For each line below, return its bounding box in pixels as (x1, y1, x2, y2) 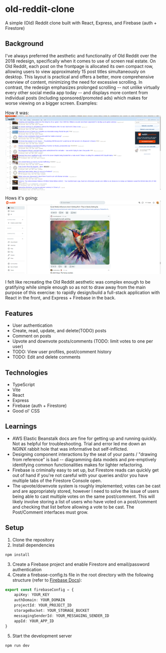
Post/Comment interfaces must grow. (12, 509, 88, 515)
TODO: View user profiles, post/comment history (12, 349, 112, 355)
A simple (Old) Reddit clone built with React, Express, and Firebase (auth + (5, 20, 157, 26)
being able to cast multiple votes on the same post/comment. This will (12, 493, 155, 499)
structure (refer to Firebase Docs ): (12, 577, 83, 583)
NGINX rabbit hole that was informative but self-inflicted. (12, 446, 128, 452)
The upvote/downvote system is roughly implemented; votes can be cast (12, 482, 161, 489)
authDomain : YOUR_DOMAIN (14, 597, 65, 603)
